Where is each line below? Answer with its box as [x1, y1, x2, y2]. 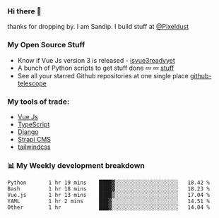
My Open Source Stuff [7, 40, 85, 50]
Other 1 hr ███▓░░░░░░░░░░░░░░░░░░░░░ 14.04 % [7, 204, 211, 211]
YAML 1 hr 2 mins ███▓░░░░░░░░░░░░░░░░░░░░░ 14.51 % [7, 198, 211, 205]
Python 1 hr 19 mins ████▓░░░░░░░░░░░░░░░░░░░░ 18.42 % [7, 179, 211, 186]
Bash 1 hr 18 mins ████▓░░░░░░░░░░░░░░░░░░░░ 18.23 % [7, 186, 211, 193]
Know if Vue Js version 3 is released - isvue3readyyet [17, 56, 175, 64]
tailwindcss [17, 143, 51, 151]
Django [17, 127, 39, 136]
